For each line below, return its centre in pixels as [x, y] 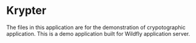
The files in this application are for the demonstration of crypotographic [96, 27]
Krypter [26, 11]
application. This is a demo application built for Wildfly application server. [98, 33]
